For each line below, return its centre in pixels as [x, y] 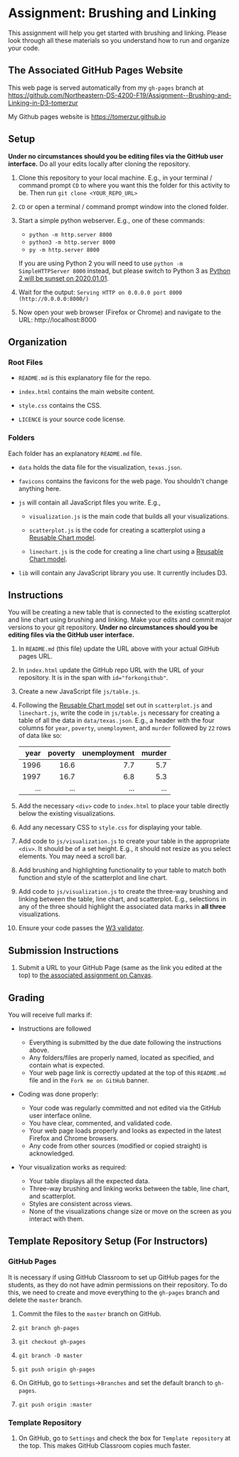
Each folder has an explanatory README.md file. [75, 453]
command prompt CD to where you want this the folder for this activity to [124, 185]
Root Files [26, 362]
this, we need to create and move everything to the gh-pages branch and [114, 1292]
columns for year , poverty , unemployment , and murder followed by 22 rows [124, 728]
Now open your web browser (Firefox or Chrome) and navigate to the [119, 312]
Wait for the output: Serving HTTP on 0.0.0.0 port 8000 [100, 292]
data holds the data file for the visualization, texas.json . [100, 467]
